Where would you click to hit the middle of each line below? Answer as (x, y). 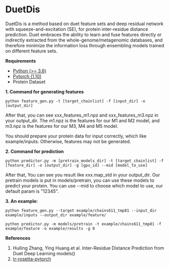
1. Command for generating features (45, 91)
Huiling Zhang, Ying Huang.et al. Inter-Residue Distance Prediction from (88, 248)
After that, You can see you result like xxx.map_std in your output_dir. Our (83, 175)
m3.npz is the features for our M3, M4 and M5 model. (62, 126)
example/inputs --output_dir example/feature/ (56, 215)
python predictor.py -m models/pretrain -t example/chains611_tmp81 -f (83, 224)
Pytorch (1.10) (27, 76)
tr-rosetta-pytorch (32, 259)
